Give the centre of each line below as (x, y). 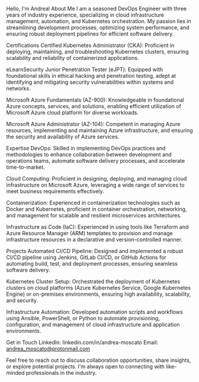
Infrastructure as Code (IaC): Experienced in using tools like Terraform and (97, 227)
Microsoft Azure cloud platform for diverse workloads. (72, 113)
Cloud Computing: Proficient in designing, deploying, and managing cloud (97, 179)
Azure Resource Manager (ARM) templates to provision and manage (90, 233)
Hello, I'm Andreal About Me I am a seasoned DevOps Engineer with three (97, 9)
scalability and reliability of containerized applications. (73, 58)
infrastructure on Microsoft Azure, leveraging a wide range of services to (95, 185)
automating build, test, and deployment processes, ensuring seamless (92, 263)
